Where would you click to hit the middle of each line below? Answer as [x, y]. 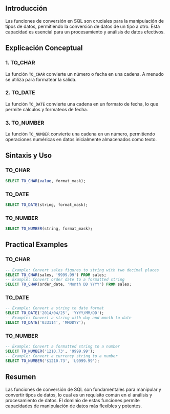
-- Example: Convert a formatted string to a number [63, 347]
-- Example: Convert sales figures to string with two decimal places [82, 270]
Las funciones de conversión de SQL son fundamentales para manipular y [83, 389]
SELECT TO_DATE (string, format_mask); [47, 205]
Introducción [26, 8]
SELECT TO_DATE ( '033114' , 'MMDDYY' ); [46, 323]
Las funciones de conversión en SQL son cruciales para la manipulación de [84, 21]
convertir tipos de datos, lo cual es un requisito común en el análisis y [79, 395]
